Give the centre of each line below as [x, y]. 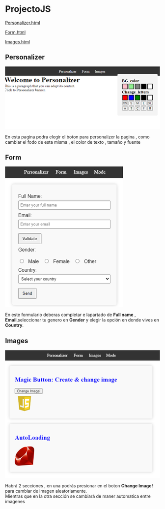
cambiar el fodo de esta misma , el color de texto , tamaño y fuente [73, 142]
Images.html [18, 42]
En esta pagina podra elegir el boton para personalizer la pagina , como [77, 137]
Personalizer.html [23, 23]
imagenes [15, 501]
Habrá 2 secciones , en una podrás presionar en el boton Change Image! [79, 485]
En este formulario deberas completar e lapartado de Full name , [70, 315]
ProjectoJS [28, 9]
